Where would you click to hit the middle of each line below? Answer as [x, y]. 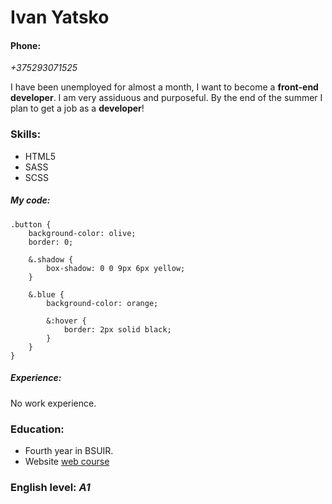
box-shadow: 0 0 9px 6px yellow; [116, 268]
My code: [30, 200]
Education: [37, 429]
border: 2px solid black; [117, 329]
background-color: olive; [82, 233]
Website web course [67, 461]
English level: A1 [50, 487]
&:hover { [66, 321]
